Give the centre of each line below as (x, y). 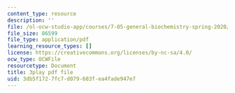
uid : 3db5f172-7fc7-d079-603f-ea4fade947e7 (72, 79)
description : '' (31, 20)
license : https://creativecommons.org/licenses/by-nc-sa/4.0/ (100, 53)
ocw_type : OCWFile (34, 59)
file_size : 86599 (33, 33)
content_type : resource (42, 14)
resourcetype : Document (42, 66)
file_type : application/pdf (48, 40)
